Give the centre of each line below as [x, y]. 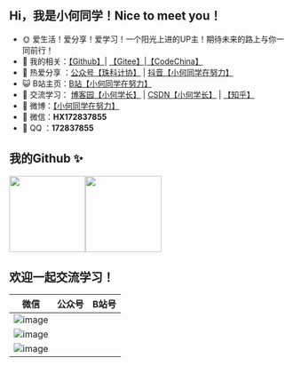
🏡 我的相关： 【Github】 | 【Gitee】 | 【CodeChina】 [112, 61]
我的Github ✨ [46, 159]
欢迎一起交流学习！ [62, 278]
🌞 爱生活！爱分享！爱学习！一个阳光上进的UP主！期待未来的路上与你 [149, 39]
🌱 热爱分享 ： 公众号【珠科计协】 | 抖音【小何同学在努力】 [127, 72]
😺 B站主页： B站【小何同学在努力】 [87, 84]
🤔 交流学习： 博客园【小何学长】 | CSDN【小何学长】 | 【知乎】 [138, 94]
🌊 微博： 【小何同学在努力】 [71, 106]
